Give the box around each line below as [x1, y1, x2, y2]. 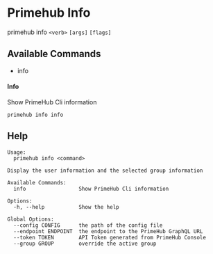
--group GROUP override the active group [13, 240, 157, 247]
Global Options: [7, 216, 54, 223]
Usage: [7, 148, 26, 156]
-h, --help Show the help [13, 203, 119, 210]
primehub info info [7, 111, 64, 118]
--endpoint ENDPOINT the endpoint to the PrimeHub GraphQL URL [13, 228, 203, 235]
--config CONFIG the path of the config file [13, 221, 163, 229]
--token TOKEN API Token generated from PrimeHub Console [13, 234, 207, 241]
